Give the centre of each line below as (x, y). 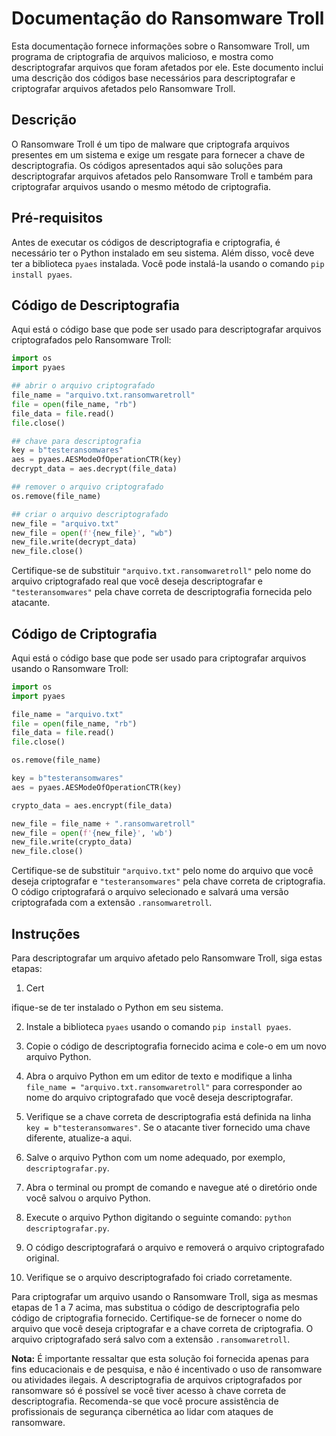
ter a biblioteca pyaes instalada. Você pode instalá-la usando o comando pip (168, 263)
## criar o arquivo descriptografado (90, 514)
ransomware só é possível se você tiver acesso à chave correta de (149, 1390)
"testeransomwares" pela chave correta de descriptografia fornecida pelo (162, 592)
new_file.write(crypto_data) (72, 842)
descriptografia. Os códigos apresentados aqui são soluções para (147, 165)
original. (42, 1258)
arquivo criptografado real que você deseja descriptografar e (137, 581)
